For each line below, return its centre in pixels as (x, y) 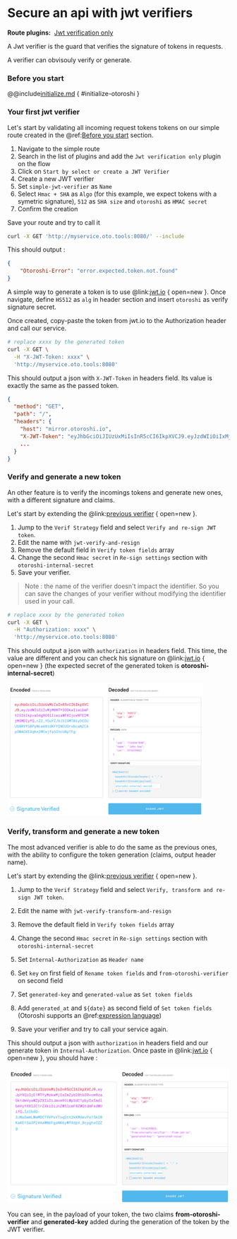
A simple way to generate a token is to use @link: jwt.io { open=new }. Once (117, 292)
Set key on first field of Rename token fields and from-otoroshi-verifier (123, 973)
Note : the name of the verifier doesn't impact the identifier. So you (122, 586)
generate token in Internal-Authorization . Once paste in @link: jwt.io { (110, 1050)
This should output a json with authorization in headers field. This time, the (117, 651)
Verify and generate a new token (64, 477)
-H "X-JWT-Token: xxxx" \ (52, 357)
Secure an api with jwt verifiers (100, 13)
